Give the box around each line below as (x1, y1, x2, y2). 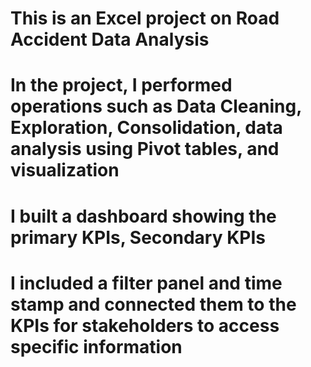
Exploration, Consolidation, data (10, 117, 283, 139)
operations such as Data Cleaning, (10, 95, 302, 118)
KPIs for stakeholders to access (10, 314, 280, 337)
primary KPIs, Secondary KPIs (10, 226, 266, 249)
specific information (10, 335, 183, 358)
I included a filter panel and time (10, 272, 283, 294)
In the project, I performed (10, 74, 233, 97)
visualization (10, 159, 120, 182)
